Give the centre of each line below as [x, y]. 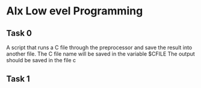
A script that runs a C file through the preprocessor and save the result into [99, 47]
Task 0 [19, 33]
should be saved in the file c [41, 60]
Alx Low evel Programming [75, 11]
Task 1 [18, 79]
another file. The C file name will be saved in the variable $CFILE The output [101, 54]
